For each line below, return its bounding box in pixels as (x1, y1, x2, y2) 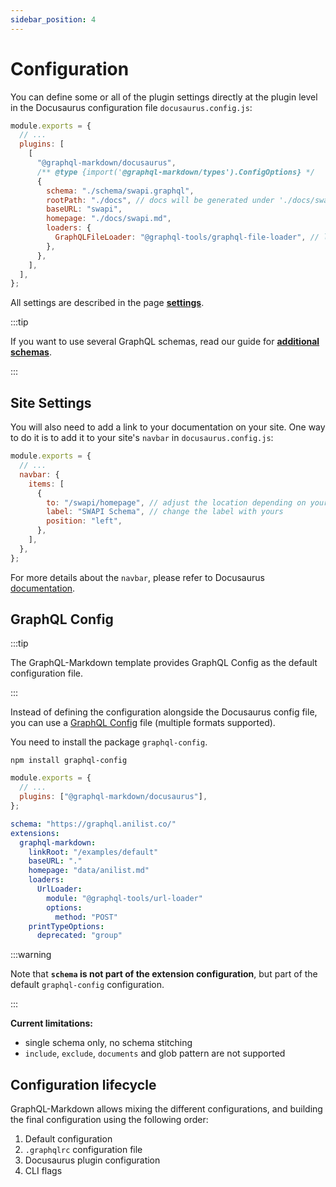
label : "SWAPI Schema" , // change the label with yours (46, 507, 284, 517)
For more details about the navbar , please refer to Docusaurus (10, 571, 265, 583)
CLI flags (24, 1165, 63, 1177)
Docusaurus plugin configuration (24, 1154, 161, 1166)
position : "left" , (46, 516, 123, 526)
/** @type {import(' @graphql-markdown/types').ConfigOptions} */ (36, 167, 315, 177)
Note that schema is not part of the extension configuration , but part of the (10, 968, 318, 980)
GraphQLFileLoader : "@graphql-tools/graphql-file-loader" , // (54, 232, 320, 243)
